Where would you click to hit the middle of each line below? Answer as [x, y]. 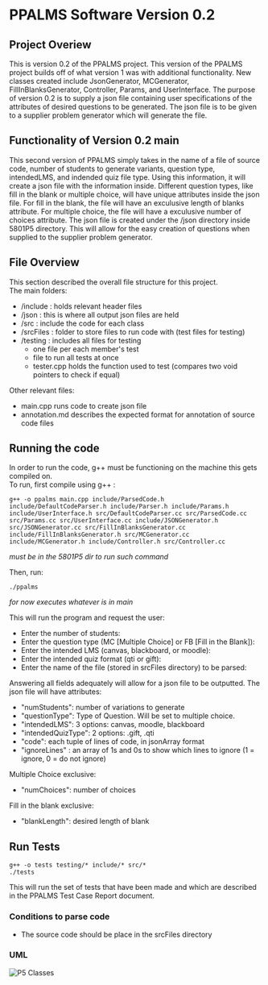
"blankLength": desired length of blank [85, 821]
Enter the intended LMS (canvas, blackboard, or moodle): [116, 650]
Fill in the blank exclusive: [52, 806]
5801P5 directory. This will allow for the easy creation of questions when [130, 228]
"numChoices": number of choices [78, 790]
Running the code [54, 449]
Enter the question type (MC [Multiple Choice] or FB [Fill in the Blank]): [138, 642]
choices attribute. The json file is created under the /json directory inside [130, 220]
